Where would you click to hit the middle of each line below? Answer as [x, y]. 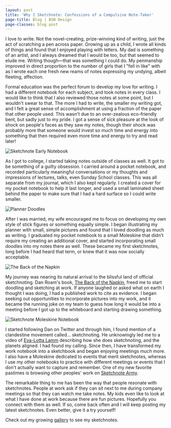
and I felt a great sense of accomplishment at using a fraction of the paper [83, 109]
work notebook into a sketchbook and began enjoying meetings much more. [86, 351]
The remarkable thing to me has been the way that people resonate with [81, 383]
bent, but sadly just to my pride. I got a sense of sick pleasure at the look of [85, 120]
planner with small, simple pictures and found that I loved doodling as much [85, 230]
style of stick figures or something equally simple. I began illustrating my [81, 224]
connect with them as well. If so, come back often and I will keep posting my [86, 404]
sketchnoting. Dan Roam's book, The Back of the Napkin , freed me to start [84, 283]
